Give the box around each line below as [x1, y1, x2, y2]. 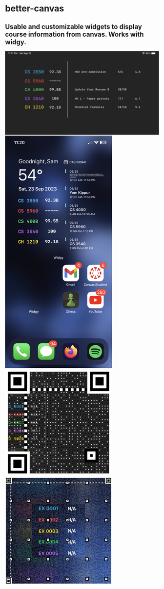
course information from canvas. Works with [5, 30, 144, 38]
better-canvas [5, 3, 64, 14]
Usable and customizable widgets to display [5, 23, 143, 31]
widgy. [5, 38, 26, 46]
